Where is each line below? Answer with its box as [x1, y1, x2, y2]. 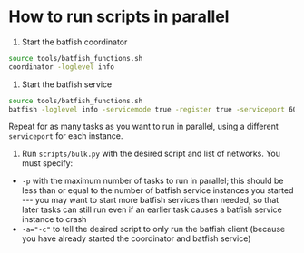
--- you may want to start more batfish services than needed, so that [21, 195, 279, 206]
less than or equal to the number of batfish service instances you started [21, 185, 294, 196]
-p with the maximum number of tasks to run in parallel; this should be [21, 175, 284, 187]
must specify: [21, 158, 74, 169]
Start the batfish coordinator [21, 36, 128, 47]
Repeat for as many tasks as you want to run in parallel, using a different [8, 121, 279, 132]
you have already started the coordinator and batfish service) [21, 233, 251, 244]
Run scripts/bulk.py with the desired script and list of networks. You [21, 148, 281, 160]
